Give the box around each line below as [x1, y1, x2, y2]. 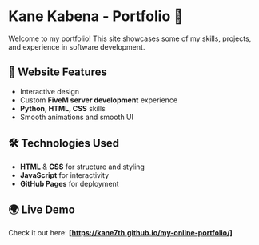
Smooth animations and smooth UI [19, 112, 134, 122]
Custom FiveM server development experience [19, 95, 178, 105]
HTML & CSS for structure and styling [19, 162, 145, 171]
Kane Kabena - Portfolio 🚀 [8, 7, 184, 26]
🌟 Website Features [8, 66, 108, 79]
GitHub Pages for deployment [19, 179, 119, 188]
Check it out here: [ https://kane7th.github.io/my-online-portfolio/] [8, 228, 233, 238]
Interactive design [19, 86, 80, 96]
